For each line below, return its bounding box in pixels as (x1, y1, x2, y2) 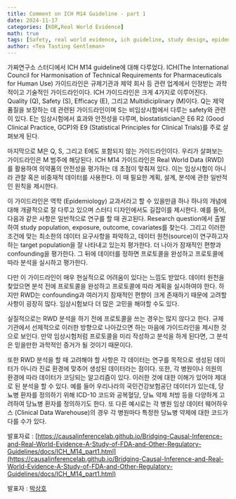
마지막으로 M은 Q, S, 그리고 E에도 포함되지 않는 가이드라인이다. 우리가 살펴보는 (7, 147, 223, 155)
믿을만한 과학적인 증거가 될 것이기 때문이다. (14, 341, 133, 349)
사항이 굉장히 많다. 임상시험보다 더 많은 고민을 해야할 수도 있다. (7, 300, 180, 307)
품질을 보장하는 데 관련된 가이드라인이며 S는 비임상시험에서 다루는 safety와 (7, 106, 213, 114)
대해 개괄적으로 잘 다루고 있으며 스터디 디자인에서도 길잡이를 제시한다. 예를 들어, (7, 206, 227, 214)
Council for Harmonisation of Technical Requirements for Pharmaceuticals (7, 71, 223, 79)
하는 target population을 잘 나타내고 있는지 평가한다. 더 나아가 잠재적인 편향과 (7, 241, 221, 249)
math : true (7, 29, 39, 37)
